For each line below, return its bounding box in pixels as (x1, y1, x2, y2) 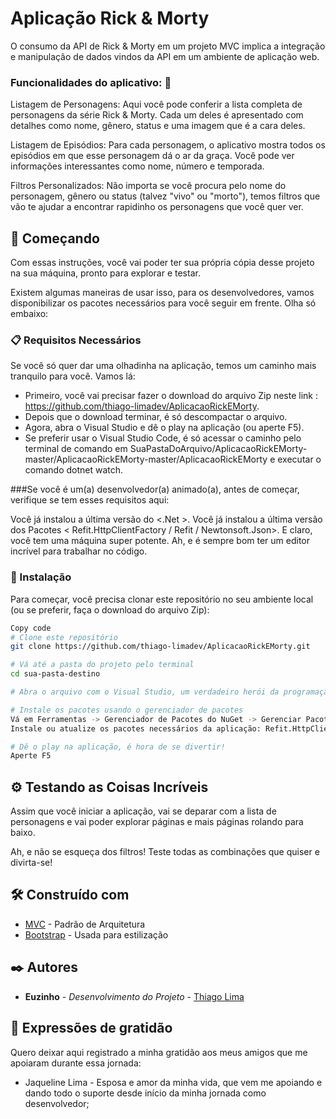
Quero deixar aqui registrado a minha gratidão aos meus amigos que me (10, 1046, 308, 1058)
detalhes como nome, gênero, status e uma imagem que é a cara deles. (10, 120, 306, 132)
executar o (277, 453, 322, 466)
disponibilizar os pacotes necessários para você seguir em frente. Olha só (10, 297, 317, 309)
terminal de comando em (24, 443, 128, 455)
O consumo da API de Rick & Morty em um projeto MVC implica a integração (10, 40, 326, 52)
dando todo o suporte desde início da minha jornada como (24, 1087, 267, 1099)
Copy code (10, 623, 52, 633)
